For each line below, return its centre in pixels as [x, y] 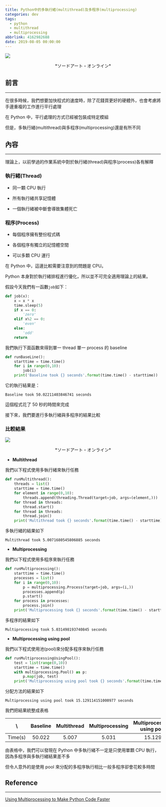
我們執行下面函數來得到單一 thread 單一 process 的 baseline [66, 347]
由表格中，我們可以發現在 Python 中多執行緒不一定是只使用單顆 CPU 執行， [82, 750]
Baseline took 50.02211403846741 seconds [48, 395]
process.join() [39, 605]
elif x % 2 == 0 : [30, 319]
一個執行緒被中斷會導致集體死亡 [45, 208]
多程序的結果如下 [22, 620]
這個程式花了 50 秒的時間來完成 [37, 404]
